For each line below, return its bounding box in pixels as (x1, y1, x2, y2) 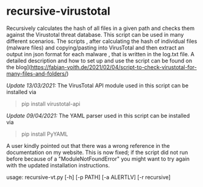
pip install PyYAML (21, 130, 68, 137)
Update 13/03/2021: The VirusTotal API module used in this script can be (6, 81, 189, 89)
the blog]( (6, 63, 32, 71)
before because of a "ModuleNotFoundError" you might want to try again (6, 155, 190, 163)
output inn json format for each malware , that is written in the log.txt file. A (6, 50, 195, 57)
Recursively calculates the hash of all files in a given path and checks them (6, 24, 195, 32)
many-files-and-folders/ (6, 70, 67, 77)
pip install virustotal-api (21, 100, 80, 108)
